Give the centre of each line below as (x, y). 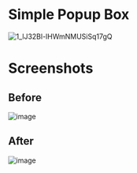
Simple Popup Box (69, 15)
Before (25, 98)
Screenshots (51, 68)
